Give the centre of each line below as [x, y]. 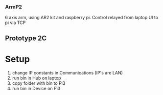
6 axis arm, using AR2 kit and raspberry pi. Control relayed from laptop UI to [81, 18]
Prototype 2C [26, 38]
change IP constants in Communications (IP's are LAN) [68, 72]
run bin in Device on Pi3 [36, 88]
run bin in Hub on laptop [36, 78]
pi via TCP [15, 23]
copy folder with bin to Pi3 [39, 83]
